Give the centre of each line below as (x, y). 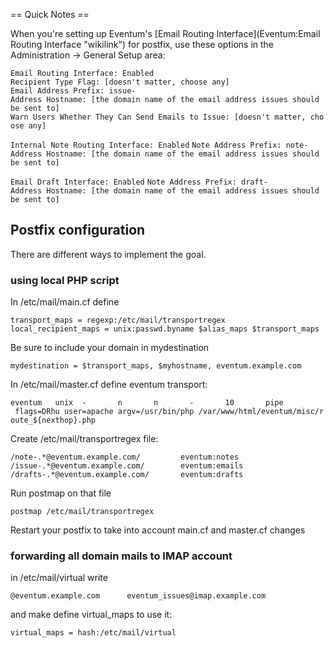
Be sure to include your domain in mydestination (110, 348)
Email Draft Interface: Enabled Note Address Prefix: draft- (139, 182)
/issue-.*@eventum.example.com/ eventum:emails (127, 466)
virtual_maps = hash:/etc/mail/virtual (93, 633)
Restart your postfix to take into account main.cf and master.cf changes (158, 530)
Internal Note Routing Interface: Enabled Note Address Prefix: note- (159, 145)
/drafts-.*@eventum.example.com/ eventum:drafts (127, 475)
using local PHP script (65, 280)
